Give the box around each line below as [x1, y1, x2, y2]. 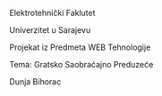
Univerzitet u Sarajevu [9, 25, 91, 35]
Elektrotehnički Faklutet [9, 8, 96, 18]
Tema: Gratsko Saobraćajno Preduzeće [9, 60, 154, 69]
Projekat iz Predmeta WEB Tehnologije [9, 42, 151, 52]
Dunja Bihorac [9, 76, 62, 87]
